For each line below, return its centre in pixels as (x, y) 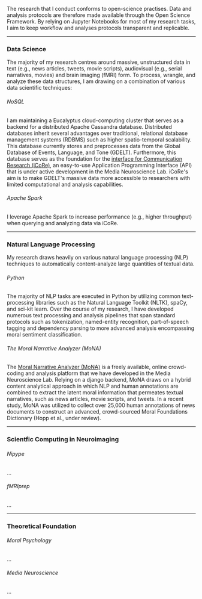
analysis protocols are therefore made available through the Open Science (99, 15)
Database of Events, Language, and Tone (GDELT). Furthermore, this (91, 152)
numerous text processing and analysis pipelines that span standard (91, 315)
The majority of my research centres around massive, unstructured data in (99, 62)
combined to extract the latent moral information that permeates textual (95, 393)
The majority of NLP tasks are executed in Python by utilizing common (94, 296)
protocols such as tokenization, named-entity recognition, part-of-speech (98, 322)
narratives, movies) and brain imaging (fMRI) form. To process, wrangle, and (101, 75)
